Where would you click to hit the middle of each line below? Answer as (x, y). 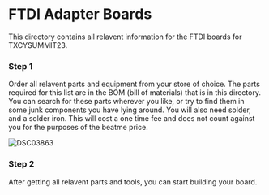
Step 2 (21, 164)
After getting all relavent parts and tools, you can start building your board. (133, 182)
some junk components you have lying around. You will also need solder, (130, 110)
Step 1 (21, 66)
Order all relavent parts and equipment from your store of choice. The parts (134, 84)
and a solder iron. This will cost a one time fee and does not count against (132, 119)
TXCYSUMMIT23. (38, 45)
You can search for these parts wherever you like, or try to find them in (126, 102)
